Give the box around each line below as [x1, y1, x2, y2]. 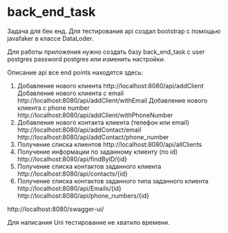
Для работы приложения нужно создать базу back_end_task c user [7, 48, 205, 56]
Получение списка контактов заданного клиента [17, 162, 162, 170]
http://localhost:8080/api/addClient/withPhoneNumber [17, 111, 173, 119]
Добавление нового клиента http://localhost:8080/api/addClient [17, 81, 204, 90]
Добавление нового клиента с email [17, 89, 124, 97]
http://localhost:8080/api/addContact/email [17, 125, 142, 134]
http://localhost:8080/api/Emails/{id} [17, 184, 122, 192]
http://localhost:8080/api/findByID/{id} [17, 154, 128, 163]
